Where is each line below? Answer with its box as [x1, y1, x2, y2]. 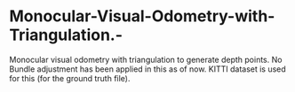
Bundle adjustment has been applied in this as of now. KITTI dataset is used [9, 64, 286, 74]
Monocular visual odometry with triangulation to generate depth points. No [9, 54, 283, 65]
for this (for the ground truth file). [9, 73, 131, 83]
